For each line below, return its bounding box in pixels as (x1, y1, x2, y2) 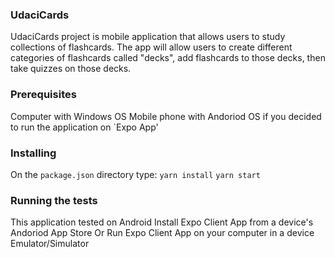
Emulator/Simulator (10, 238, 90, 250)
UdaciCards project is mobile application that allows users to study (10, 31, 286, 43)
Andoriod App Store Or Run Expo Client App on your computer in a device (10, 227, 315, 239)
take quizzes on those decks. (10, 63, 132, 75)
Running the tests (10, 193, 98, 207)
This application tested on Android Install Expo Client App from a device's (10, 216, 314, 228)
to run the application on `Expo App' (10, 121, 159, 133)
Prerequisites (10, 88, 77, 102)
